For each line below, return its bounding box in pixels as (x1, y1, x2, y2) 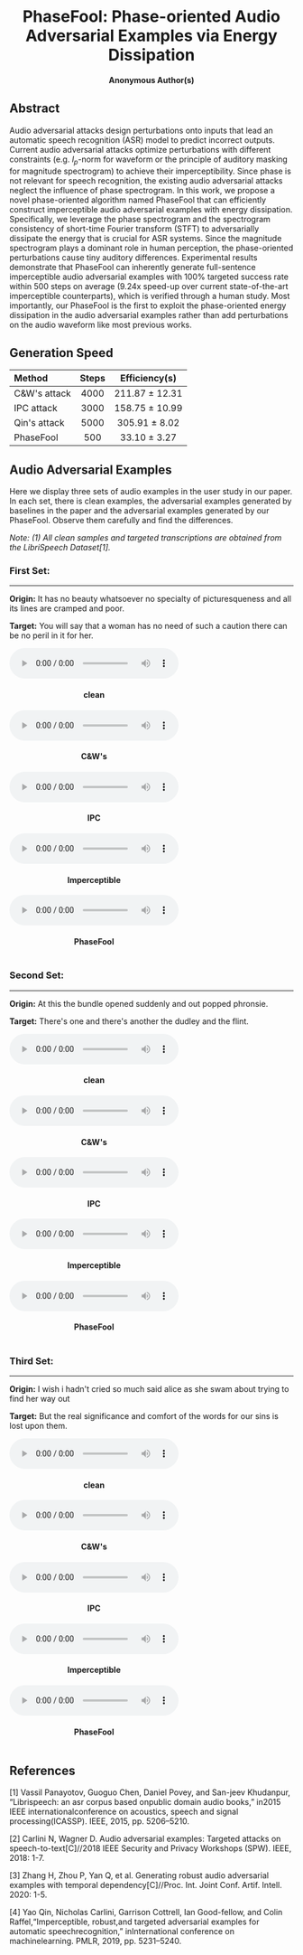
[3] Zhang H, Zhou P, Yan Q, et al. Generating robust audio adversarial (9, 1869, 269, 1881)
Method (14, 372, 49, 385)
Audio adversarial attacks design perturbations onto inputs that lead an (9, 125, 273, 136)
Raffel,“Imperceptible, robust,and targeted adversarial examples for (9, 1916, 260, 1927)
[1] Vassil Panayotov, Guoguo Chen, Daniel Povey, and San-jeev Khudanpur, (9, 1787, 291, 1798)
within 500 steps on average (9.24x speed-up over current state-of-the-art (9, 280, 289, 291)
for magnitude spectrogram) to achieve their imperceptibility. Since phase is (9, 165, 291, 176)
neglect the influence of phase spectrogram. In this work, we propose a (9, 184, 275, 195)
